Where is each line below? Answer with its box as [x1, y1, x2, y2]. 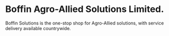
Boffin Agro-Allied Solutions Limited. [5, 3, 164, 15]
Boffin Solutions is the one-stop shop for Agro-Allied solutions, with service [5, 20, 164, 26]
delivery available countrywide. [5, 25, 71, 31]
